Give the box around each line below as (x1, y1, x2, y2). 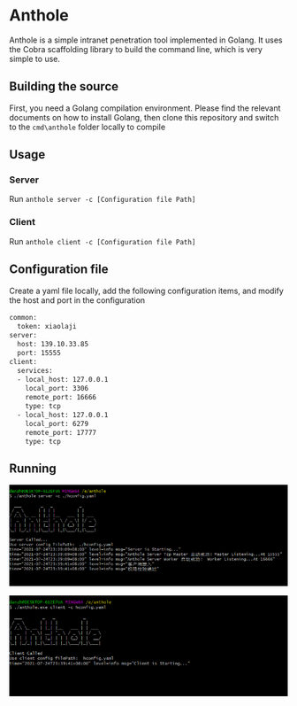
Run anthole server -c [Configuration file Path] (9, 194, 196, 205)
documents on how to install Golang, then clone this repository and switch (9, 112, 279, 122)
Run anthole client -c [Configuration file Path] (9, 236, 196, 246)
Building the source (9, 79, 119, 94)
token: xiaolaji (17, 322, 77, 330)
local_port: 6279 (25, 419, 89, 428)
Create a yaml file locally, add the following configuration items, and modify (9, 285, 285, 296)
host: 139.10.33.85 (17, 339, 89, 348)
